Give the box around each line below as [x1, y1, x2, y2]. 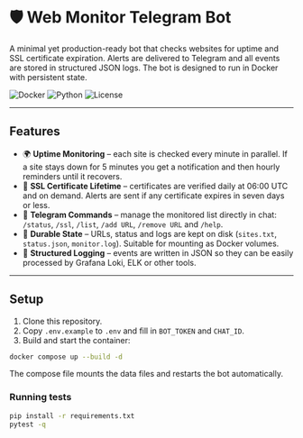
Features [9, 123, 60, 140]
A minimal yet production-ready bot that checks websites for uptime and [9, 42, 280, 54]
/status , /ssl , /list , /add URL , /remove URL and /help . [22, 218, 224, 230]
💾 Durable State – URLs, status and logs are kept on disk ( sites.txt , [22, 228, 278, 239]
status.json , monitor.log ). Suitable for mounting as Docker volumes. [22, 238, 280, 249]
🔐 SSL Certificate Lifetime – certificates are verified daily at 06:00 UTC [22, 180, 289, 191]
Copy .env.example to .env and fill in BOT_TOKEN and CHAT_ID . [22, 325, 245, 336]
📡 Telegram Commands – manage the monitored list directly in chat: [22, 209, 277, 220]
